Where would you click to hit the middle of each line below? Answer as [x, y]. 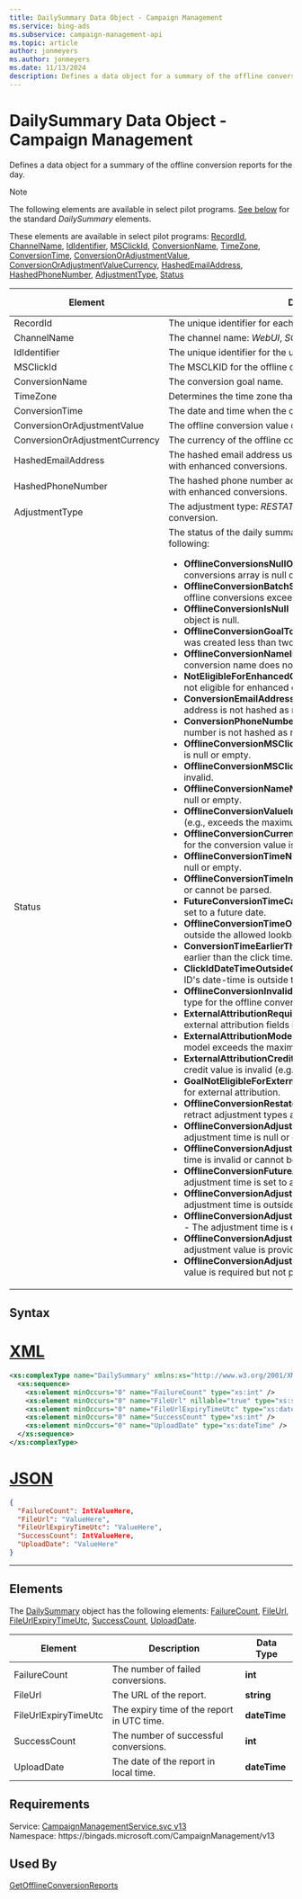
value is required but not [235, 1272]
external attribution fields [237, 1025]
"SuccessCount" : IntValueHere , [76, 1536]
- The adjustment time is [236, 1227]
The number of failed [156, 1669]
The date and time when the [228, 410]
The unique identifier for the [227, 352]
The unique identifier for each [231, 323]
